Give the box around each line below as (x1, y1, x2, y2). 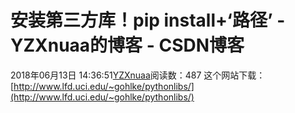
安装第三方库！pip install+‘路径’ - (10, 9, 286, 32)
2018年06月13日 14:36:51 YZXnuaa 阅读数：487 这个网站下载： (10, 69, 266, 81)
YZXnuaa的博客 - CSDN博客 (10, 34, 245, 57)
